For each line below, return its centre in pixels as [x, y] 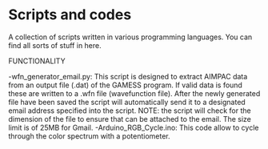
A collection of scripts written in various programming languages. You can [130, 37]
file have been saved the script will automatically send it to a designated [127, 102]
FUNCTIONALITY [37, 61]
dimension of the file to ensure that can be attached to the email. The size [130, 119]
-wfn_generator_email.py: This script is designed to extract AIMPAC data [128, 76]
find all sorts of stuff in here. [55, 45]
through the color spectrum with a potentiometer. [89, 136]
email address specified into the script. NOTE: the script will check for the [130, 111]
